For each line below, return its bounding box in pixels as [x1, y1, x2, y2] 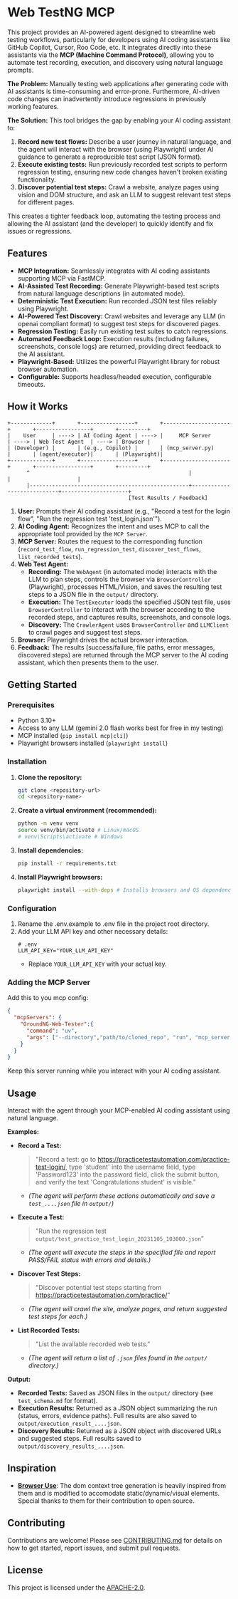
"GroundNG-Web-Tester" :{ [20, 1021, 94, 1028]
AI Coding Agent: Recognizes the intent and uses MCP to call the [17, 521, 210, 531]
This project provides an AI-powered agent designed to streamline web [7, 28, 216, 36]
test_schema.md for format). [17, 1397, 98, 1405]
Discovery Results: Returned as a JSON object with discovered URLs [17, 1427, 222, 1435]
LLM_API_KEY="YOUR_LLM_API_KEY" [17, 947, 114, 954]
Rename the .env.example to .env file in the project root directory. [17, 920, 210, 928]
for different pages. [17, 197, 75, 207]
